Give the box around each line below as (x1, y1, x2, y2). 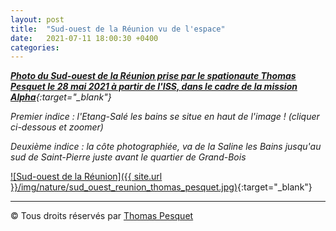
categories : (10, 42, 60, 53)
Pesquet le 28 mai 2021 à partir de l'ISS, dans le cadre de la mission (10, 81, 298, 93)
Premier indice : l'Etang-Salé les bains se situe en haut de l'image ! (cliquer (10, 111, 320, 123)
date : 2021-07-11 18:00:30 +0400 (10, 33, 159, 43)
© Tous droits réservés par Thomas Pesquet (10, 210, 194, 222)
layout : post (10, 14, 65, 25)
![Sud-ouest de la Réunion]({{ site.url (10, 171, 163, 183)
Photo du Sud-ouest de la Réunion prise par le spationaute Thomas (10, 70, 297, 82)
